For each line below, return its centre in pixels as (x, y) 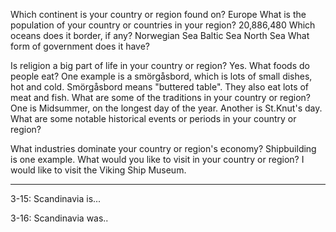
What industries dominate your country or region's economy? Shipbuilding (163, 148)
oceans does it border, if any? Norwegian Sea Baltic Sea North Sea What (160, 35)
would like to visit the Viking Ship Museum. (98, 170)
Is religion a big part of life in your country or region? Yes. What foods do (160, 65)
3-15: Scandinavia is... (56, 198)
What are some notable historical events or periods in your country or (153, 118)
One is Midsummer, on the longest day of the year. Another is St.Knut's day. (166, 108)
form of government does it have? (80, 46)
